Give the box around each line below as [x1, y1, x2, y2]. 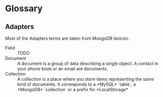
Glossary [5, 3, 43, 14]
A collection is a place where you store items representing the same [17, 76, 154, 82]
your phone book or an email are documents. [17, 66, 108, 72]
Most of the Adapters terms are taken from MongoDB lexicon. [5, 35, 130, 41]
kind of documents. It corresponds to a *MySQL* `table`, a [17, 81, 136, 87]
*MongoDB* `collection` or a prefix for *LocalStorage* [17, 87, 128, 92]
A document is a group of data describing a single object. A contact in [17, 61, 159, 66]
